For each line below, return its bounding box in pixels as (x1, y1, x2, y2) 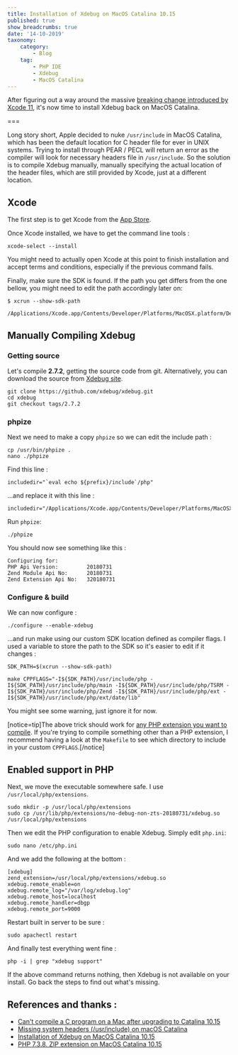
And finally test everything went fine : (7, 944, 117, 953)
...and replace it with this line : (7, 491, 95, 500)
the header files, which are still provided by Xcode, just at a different (7, 168, 207, 177)
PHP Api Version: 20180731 (7, 564, 113, 571)
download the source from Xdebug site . (7, 374, 123, 383)
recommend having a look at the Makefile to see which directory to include (7, 735, 227, 744)
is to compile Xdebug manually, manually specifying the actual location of (7, 161, 222, 169)
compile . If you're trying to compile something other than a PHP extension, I (7, 728, 229, 737)
